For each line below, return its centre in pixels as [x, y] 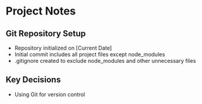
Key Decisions [33, 80]
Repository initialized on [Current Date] [63, 48]
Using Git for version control [50, 94]
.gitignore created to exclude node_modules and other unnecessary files [105, 61]
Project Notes [41, 11]
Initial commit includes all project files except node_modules [89, 54]
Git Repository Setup [46, 34]
